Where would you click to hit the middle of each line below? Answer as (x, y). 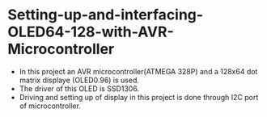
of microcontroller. (50, 106)
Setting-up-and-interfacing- (106, 15)
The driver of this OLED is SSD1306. (79, 88)
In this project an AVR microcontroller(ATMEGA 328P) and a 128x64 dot (138, 71)
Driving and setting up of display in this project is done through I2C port (139, 97)
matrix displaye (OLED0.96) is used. (79, 80)
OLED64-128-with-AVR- (91, 32)
